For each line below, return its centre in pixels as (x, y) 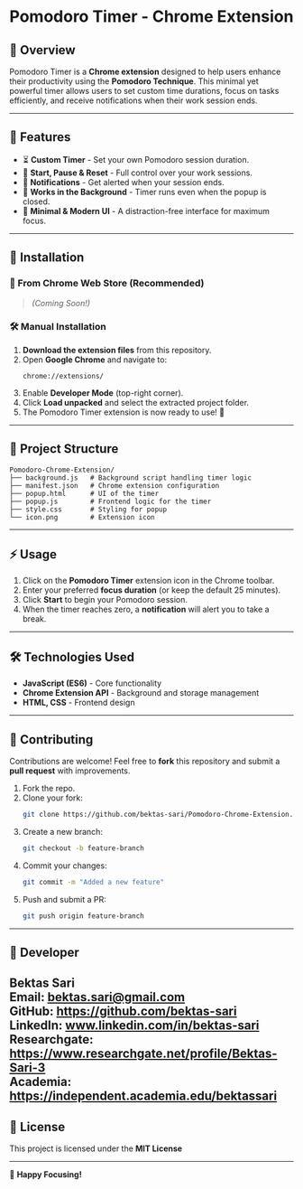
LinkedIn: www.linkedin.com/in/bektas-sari (134, 1026)
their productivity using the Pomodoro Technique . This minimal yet (134, 81)
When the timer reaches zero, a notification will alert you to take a (146, 609)
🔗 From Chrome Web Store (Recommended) (107, 284)
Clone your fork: (53, 798)
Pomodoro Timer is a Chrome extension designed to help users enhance (145, 71)
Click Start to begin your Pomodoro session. (105, 600)
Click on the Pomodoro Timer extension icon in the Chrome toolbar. (148, 581)
